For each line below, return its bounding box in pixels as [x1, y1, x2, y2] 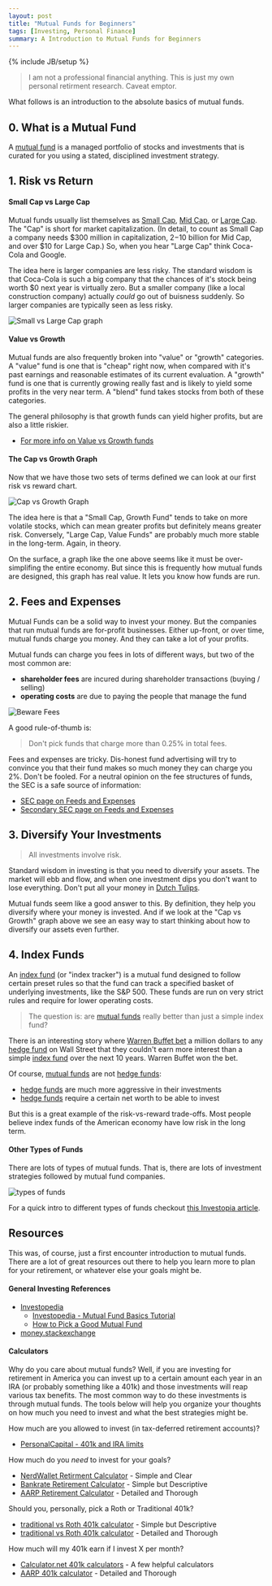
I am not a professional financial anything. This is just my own [28, 72, 235, 82]
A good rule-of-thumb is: [8, 723, 92, 732]
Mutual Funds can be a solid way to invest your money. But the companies [8, 616, 257, 626]
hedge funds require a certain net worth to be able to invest [19, 1093, 220, 1102]
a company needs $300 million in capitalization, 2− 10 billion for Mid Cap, [8, 232, 252, 242]
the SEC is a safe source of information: [8, 780, 141, 789]
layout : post [8, 11, 53, 20]
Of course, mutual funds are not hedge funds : [8, 1068, 162, 1078]
